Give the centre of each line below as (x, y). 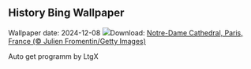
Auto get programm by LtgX (53, 56)
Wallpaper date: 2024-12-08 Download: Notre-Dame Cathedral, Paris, (126, 33)
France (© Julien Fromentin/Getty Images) (77, 41)
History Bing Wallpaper (66, 13)
